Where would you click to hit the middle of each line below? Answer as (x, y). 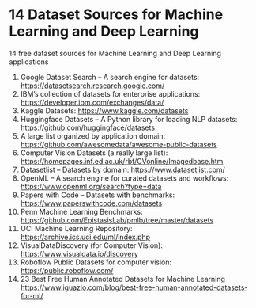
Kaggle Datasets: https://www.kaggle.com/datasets (104, 110)
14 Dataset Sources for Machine (116, 15)
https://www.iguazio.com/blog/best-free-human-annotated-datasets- (134, 287)
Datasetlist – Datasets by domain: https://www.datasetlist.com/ (123, 169)
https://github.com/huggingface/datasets (88, 127)
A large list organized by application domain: (93, 135)
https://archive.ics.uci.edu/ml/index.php (85, 237)
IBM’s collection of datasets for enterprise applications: (110, 93)
